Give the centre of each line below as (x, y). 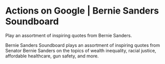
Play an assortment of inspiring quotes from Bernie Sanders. (69, 35)
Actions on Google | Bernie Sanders (82, 11)
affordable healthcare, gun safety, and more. (52, 56)
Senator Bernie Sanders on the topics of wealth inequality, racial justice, (81, 50)
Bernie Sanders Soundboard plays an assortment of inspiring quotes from (83, 45)
